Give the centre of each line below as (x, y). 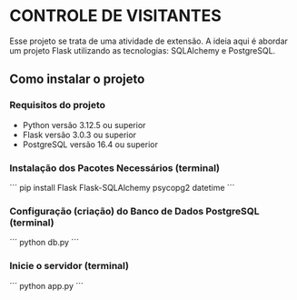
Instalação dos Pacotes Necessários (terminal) (115, 167)
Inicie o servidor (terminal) (69, 266)
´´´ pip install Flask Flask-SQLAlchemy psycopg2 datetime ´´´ (122, 187)
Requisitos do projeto (58, 105)
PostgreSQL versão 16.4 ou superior (90, 144)
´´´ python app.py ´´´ (47, 285)
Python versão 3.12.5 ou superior (84, 125)
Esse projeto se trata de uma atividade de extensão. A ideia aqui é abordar (149, 41)
